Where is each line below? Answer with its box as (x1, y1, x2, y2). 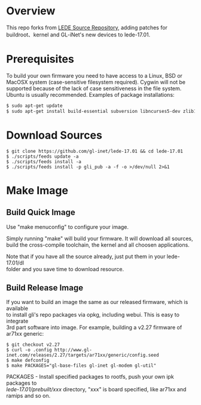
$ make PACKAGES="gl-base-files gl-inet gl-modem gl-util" (6, 363, 157, 369)
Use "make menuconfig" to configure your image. (6, 223, 129, 231)
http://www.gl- (54, 347, 93, 353)
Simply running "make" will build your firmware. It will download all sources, (6, 235, 193, 242)
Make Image (6, 183, 69, 197)
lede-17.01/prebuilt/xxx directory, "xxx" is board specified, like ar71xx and (6, 386, 187, 393)
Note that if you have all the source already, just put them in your (6, 253, 166, 260)
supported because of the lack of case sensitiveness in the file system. (6, 85, 182, 92)
